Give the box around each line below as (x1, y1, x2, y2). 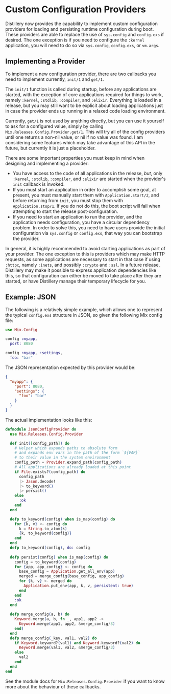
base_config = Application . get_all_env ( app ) (18, 569, 115, 574)
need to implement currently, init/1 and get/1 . (5, 76, 104, 82)
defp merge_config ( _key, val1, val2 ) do (10, 636, 97, 641)
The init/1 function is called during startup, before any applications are (5, 86, 157, 92)
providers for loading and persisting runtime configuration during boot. (5, 26, 154, 32)
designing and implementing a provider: (5, 160, 89, 166)
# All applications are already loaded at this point (14, 465, 131, 470)
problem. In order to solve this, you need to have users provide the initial (12, 224, 165, 231)
